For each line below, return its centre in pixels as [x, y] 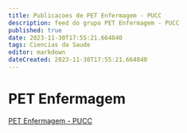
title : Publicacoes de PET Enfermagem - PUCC [85, 15]
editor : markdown [37, 52]
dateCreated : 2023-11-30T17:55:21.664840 [78, 60]
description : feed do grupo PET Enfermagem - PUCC [94, 23]
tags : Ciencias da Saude [49, 45]
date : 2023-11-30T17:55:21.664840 [66, 38]
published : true [35, 30]
